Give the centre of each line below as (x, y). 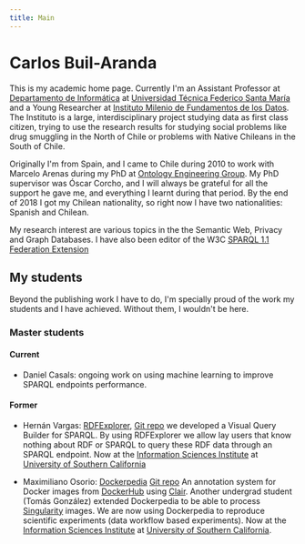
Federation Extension (49, 249)
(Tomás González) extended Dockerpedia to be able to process (142, 500)
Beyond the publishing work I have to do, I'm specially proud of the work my (152, 299)
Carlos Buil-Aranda (83, 62)
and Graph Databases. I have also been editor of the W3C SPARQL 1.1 (139, 239)
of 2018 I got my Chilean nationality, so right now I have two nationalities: (146, 202)
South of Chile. (37, 146)
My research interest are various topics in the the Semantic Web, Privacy (146, 229)
